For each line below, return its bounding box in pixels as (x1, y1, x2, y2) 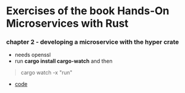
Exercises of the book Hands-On (6, 4, 170, 18)
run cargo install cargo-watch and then (14, 57, 113, 65)
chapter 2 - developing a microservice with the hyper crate (6, 38, 179, 46)
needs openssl (14, 52, 51, 59)
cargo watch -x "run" (20, 69, 73, 76)
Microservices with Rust (6, 17, 129, 30)
